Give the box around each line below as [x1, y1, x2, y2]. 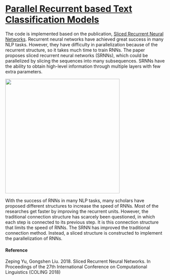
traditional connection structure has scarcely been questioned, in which [5, 213, 155, 219]
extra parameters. [5, 68, 43, 74]
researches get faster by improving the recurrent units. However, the [5, 208, 149, 214]
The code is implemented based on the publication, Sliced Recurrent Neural [5, 31, 164, 37]
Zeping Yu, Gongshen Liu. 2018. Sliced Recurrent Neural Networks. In [5, 258, 151, 265]
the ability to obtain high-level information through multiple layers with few [5, 63, 161, 69]
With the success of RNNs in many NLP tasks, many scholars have [5, 197, 145, 204]
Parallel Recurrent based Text [5, 3, 132, 15]
